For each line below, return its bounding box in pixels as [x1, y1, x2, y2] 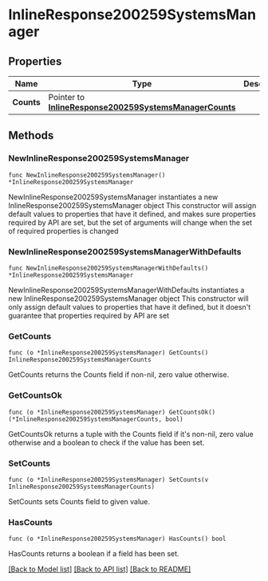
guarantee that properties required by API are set [8, 311, 170, 320]
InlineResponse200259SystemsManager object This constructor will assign [8, 200, 257, 210]
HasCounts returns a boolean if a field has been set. [8, 549, 179, 559]
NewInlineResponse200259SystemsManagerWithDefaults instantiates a [8, 285, 245, 295]
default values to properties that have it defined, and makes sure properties [8, 209, 257, 218]
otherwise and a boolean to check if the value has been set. [8, 438, 205, 447]
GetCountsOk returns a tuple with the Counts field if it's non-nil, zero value [8, 429, 254, 439]
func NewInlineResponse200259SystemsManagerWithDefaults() [8, 264, 209, 272]
